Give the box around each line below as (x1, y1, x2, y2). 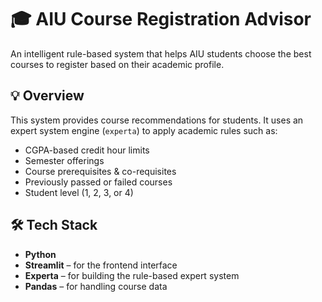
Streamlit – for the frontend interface (24, 259, 178, 271)
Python (24, 248, 57, 260)
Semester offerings (24, 154, 105, 166)
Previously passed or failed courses (24, 176, 173, 188)
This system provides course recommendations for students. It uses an (10, 114, 304, 126)
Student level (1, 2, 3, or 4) (24, 186, 134, 198)
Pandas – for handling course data (24, 280, 168, 292)
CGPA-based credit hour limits (24, 144, 150, 156)
